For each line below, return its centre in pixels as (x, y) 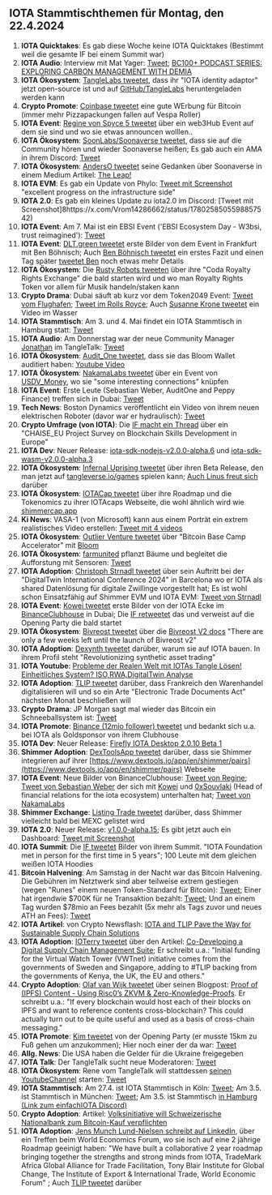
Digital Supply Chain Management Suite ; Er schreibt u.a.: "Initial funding (140, 950)
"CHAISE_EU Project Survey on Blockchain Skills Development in (129, 433)
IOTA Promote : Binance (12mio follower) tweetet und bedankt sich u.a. (138, 726)
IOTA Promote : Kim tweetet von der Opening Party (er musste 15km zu (139, 1036)
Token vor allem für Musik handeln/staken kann (100, 286)
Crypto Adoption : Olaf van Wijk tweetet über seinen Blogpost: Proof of (139, 984)
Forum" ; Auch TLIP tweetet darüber (81, 1182)
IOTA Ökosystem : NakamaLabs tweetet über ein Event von (119, 373)
